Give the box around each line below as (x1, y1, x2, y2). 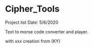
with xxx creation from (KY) (5, 38, 61, 44)
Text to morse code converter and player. (5, 29, 89, 34)
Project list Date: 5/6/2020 (5, 19, 59, 25)
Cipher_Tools (5, 3, 60, 15)
